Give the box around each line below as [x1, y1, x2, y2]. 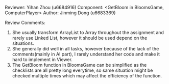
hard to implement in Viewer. [12, 57, 73, 63]
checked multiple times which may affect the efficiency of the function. [12, 73, 162, 78]
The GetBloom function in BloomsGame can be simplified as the [12, 62, 147, 68]
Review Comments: [5, 20, 45, 25]
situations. [12, 40, 34, 46]
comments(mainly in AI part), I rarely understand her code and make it [12, 51, 160, 57]
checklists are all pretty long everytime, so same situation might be [12, 67, 153, 73]
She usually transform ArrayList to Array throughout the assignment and [12, 30, 164, 35]
